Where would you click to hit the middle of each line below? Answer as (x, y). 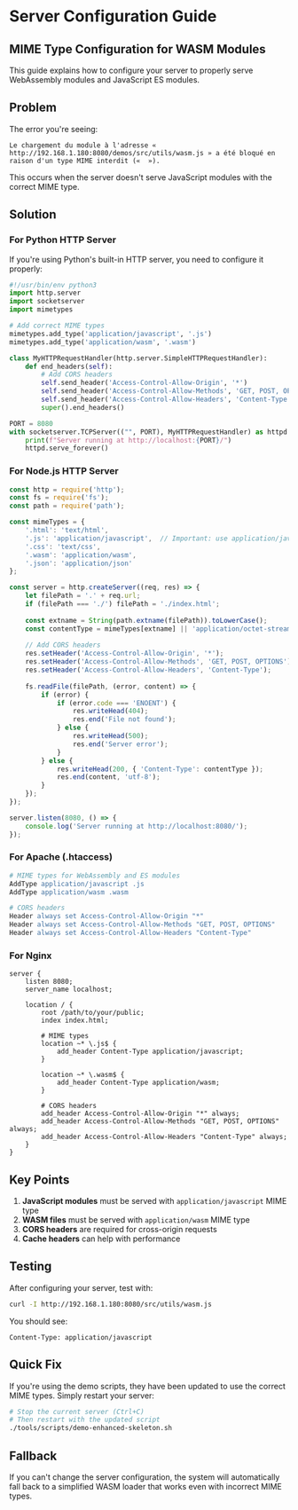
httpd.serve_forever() (67, 448)
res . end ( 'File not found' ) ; (124, 720)
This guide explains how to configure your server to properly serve (131, 70)
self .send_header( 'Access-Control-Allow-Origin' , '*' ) (145, 383)
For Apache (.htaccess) (61, 857)
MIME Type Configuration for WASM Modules (137, 49)
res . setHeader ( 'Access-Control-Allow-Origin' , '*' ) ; (125, 654)
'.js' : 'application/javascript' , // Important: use (126, 539)
